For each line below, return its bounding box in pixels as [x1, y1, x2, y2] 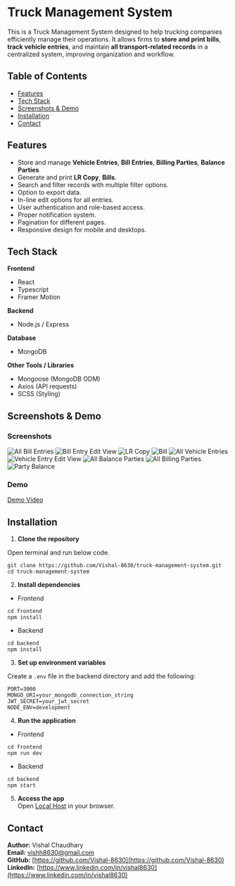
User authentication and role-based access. [17, 203, 146, 211]
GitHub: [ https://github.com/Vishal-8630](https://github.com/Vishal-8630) [7, 856, 224, 864]
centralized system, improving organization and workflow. [7, 50, 175, 58]
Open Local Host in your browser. [17, 802, 115, 810]
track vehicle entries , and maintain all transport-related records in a [7, 42, 208, 51]
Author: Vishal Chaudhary [7, 840, 84, 849]
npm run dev [7, 750, 42, 757]
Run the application [17, 716, 76, 725]
